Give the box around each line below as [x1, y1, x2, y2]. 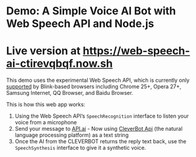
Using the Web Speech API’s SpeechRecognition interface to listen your [14, 112, 189, 120]
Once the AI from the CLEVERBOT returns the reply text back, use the [14, 138, 186, 145]
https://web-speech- [82, 44, 190, 58]
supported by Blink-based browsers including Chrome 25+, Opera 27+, [6, 83, 182, 90]
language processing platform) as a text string [14, 131, 129, 138]
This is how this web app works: [6, 101, 85, 108]
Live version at [6, 44, 81, 58]
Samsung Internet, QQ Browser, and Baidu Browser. [6, 90, 133, 97]
